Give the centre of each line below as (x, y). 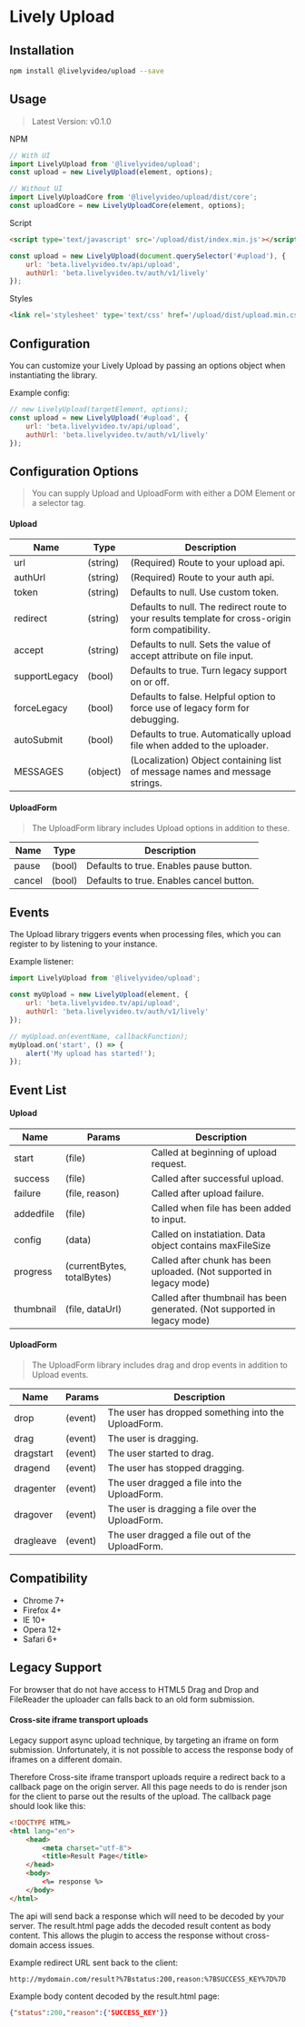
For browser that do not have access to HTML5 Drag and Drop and (134, 1689)
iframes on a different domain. (66, 1759)
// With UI (30, 155)
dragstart (34, 1453)
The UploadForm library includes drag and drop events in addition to (160, 1365)
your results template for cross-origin (211, 618)
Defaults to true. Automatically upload (211, 735)
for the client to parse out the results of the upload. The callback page (140, 1796)
